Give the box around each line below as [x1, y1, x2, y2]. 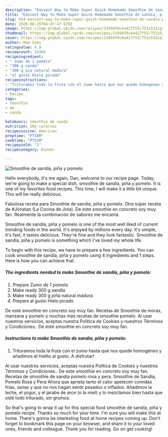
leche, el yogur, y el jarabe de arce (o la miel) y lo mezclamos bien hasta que [5, 389, 163, 395]
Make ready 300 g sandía [12, 287, 65, 293]
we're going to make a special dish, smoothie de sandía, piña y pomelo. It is [5, 180, 161, 186]
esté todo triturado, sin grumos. [5, 395, 70, 401]
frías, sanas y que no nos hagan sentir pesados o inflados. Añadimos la [5, 384, 152, 390]
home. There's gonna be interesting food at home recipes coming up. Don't [5, 415, 161, 421]
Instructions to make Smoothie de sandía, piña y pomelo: [5, 335, 126, 341]
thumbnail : [5, 31, 28, 36]
